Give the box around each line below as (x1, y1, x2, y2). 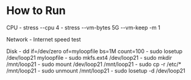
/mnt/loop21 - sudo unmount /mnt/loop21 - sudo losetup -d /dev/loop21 (6, 67, 186, 74)
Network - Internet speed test (6, 35, 81, 43)
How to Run (6, 4, 66, 18)
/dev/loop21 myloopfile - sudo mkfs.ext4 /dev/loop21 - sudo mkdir (6, 54, 173, 61)
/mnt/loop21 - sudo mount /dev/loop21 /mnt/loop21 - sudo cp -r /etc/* (6, 60, 182, 68)
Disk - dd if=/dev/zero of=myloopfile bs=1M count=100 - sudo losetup (6, 47, 183, 55)
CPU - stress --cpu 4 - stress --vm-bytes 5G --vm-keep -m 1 (6, 24, 160, 31)
